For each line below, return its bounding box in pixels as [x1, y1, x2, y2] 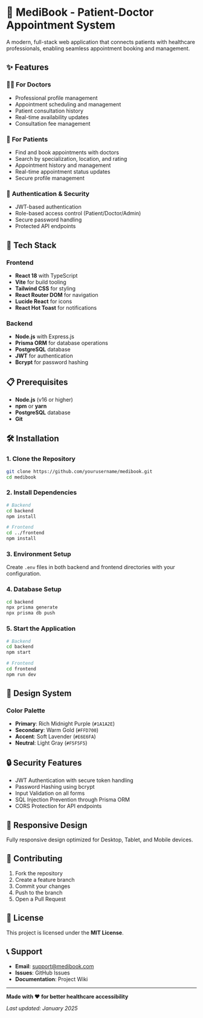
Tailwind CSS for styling [14, 284, 76, 292]
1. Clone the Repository [6, 455, 76, 463]
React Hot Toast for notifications [14, 304, 97, 311]
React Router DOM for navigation [14, 291, 98, 298]
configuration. [6, 570, 41, 577]
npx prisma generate [6, 604, 59, 610]
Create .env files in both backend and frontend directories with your [6, 564, 175, 571]
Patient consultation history [14, 107, 83, 114]
